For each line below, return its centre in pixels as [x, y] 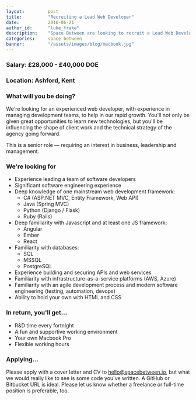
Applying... [22, 359]
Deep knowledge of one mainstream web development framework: [95, 192]
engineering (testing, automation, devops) [65, 291]
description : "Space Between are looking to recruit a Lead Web [90, 33]
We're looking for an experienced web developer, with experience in [88, 109]
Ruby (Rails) [38, 217]
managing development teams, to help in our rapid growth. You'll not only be [98, 115]
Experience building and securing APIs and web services [83, 272]
